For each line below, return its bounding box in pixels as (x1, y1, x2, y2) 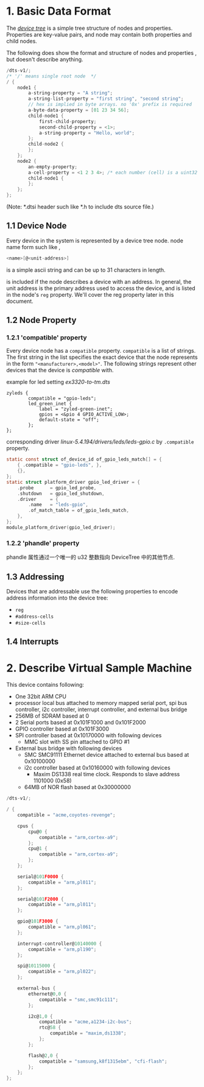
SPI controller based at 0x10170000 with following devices (15, 732, 162, 739)
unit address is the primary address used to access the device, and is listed (6, 285, 196, 292)
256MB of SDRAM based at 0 (15, 712, 90, 720)
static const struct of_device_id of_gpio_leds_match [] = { (6, 456, 163, 462)
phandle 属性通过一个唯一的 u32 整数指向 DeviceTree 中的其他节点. (6, 553, 175, 561)
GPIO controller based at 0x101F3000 (15, 725, 110, 732)
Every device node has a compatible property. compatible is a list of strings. (6, 347, 196, 355)
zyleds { (6, 390, 29, 397)
